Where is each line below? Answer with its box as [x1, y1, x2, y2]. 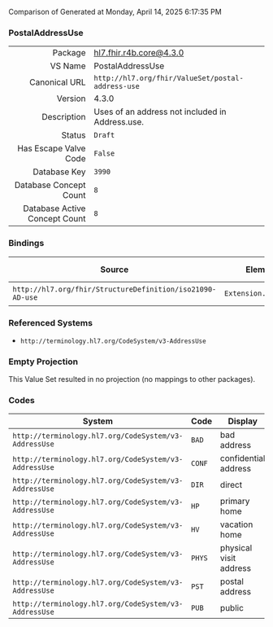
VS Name [50, 60, 86, 72]
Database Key [32, 166, 86, 178]
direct [219, 480, 242, 491]
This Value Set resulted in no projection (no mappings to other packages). [8, 375, 256, 384]
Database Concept [14, 179, 86, 191]
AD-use [12, 292, 38, 302]
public [219, 603, 244, 614]
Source [100, 264, 129, 275]
